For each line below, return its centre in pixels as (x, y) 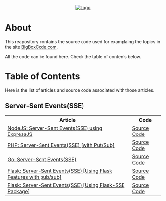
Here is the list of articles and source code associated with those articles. (80, 90)
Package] (19, 191)
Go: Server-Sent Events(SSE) (42, 159)
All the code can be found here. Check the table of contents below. (73, 56)
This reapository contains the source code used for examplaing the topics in (83, 41)
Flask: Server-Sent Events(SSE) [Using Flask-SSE (66, 185)
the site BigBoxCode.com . (32, 47)
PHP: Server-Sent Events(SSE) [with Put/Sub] (61, 145)
